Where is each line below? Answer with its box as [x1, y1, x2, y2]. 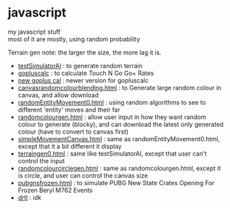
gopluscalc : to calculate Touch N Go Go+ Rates [17, 69, 154, 77]
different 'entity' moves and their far [17, 105, 121, 114]
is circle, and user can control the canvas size [17, 171, 148, 180]
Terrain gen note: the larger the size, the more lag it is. [8, 48, 162, 56]
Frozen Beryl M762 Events [17, 186, 93, 194]
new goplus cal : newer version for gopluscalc [17, 76, 149, 84]
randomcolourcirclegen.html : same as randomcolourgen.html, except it [17, 164, 221, 172]
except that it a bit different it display [17, 142, 122, 150]
